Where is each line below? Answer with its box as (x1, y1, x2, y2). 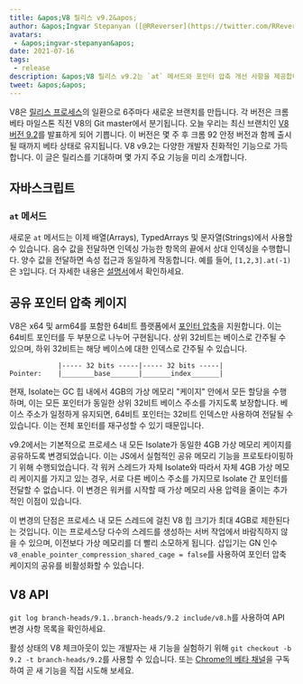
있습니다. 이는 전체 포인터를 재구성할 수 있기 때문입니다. (9, 420, 205, 431)
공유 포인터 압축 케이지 (9, 295, 128, 310)
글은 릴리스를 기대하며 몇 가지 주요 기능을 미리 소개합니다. (44, 151, 247, 163)
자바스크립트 (9, 181, 75, 196)
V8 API (9, 586, 50, 602)
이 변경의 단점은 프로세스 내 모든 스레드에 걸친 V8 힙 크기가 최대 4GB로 (9, 515, 259, 526)
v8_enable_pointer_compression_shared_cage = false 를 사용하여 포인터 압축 (9, 548, 287, 560)
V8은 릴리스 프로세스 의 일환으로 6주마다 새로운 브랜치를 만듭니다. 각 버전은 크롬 (9, 106, 289, 117)
